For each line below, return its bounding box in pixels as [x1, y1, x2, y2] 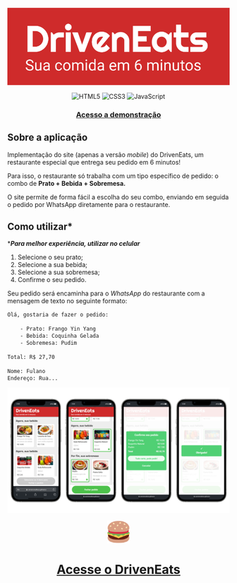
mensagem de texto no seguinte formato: [7, 297, 128, 305]
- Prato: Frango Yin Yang [20, 326, 97, 333]
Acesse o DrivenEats [56, 562, 181, 578]
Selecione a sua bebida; [17, 261, 88, 269]
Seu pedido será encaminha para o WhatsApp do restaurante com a [7, 289, 205, 298]
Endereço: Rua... [7, 375, 59, 382]
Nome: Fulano [7, 368, 46, 375]
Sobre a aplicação [7, 131, 88, 143]
